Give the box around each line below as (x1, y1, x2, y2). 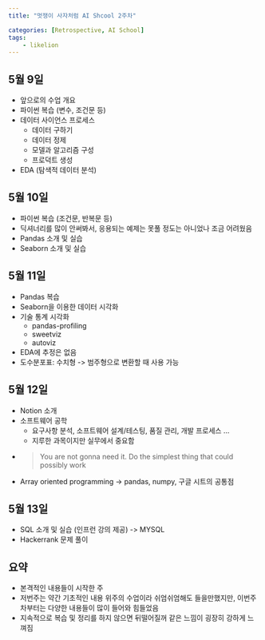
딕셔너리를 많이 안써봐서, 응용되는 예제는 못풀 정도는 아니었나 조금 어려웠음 (19, 223, 253, 233)
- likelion (22, 41, 59, 49)
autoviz (31, 337, 57, 348)
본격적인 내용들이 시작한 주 (19, 583, 104, 593)
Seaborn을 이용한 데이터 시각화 (19, 301, 119, 312)
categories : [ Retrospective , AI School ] (8, 26, 145, 34)
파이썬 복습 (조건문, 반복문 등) (19, 213, 113, 223)
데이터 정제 (31, 135, 66, 145)
